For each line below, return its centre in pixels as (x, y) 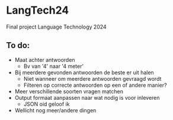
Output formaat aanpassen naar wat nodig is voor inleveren (87, 97)
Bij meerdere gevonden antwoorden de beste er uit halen (84, 72)
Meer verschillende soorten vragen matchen (69, 91)
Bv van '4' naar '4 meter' (54, 66)
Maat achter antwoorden (45, 59)
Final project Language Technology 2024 (56, 27)
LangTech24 (38, 10)
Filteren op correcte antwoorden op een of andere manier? (95, 85)
